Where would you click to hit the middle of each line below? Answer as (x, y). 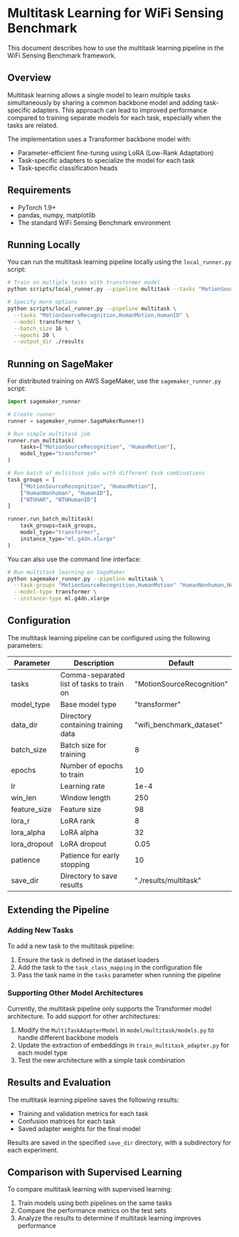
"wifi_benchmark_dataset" (179, 725)
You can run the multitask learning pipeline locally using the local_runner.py (119, 262)
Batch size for (83, 745)
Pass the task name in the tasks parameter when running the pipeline (119, 975)
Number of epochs (91, 765)
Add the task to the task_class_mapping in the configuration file (110, 967)
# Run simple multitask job (49, 434)
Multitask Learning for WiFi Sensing (116, 13)
